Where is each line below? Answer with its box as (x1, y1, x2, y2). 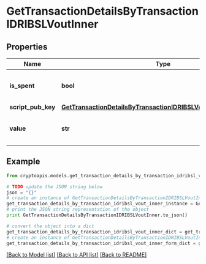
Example (6, 156, 40, 167)
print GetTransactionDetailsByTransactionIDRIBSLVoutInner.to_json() (6, 212, 188, 218)
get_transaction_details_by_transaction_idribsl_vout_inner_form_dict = (6, 240, 196, 246)
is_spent (9, 81, 35, 90)
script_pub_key (9, 103, 56, 111)
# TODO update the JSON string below (6, 183, 103, 190)
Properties (6, 42, 48, 52)
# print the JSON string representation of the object (6, 207, 150, 213)
